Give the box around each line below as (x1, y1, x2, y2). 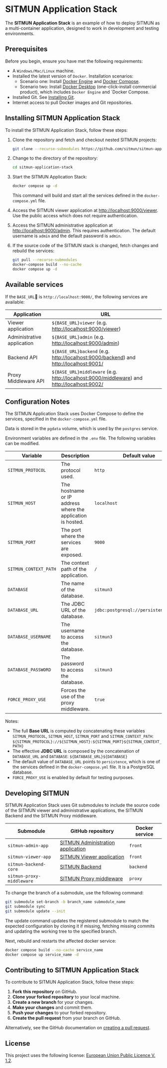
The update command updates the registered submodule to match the (5, 917, 149, 923)
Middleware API (7, 377, 45, 384)
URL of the (61, 607, 86, 614)
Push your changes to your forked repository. (12, 1010, 107, 1016)
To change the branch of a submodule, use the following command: (5, 890, 144, 896)
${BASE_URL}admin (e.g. (51, 333, 105, 340)
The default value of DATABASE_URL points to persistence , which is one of (12, 759, 161, 765)
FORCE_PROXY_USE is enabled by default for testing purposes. (12, 775, 134, 781)
